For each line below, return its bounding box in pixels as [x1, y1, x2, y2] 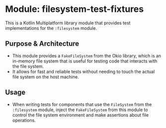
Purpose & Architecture [5, 40, 79, 48]
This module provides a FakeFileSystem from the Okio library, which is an [12, 53, 162, 59]
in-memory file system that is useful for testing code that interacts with [12, 58, 158, 64]
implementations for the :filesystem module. [5, 25, 98, 31]
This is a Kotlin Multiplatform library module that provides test [5, 20, 131, 26]
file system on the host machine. [12, 73, 79, 80]
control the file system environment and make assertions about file [12, 112, 149, 118]
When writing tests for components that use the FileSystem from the [12, 101, 152, 107]
